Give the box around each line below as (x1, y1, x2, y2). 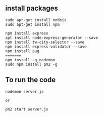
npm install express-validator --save (5, 44, 87, 49)
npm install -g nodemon (5, 57, 56, 62)
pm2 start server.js (5, 106, 49, 112)
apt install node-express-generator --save (5, 35, 98, 40)
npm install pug (5, 48, 39, 54)
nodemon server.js (5, 89, 44, 94)
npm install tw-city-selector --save (5, 40, 85, 45)
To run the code (5, 75, 56, 84)
